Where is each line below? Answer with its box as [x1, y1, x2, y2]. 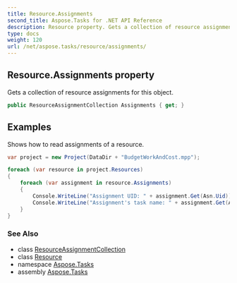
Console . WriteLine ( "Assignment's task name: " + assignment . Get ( [32, 199, 229, 206]
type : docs [7, 30, 39, 37]
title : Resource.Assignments [7, 10, 93, 18]
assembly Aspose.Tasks [17, 267, 88, 276]
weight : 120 [7, 37, 42, 44]
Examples [7, 121, 51, 133]
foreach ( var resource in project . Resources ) [7, 167, 143, 174]
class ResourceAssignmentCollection [17, 245, 126, 253]
